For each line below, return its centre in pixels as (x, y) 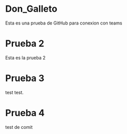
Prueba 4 (25, 113)
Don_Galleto (31, 9)
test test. (14, 92)
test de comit (19, 127)
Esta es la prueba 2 (25, 58)
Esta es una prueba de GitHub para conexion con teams (64, 23)
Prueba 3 (25, 78)
